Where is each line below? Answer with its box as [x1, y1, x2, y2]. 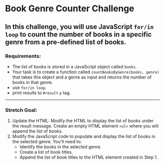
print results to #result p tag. [12, 89, 71, 96]
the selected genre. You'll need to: [12, 138, 82, 145]
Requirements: [5, 53, 41, 59]
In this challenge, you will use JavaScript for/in [5, 23, 154, 31]
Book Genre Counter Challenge [5, 3, 135, 14]
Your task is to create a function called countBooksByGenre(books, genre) [12, 69, 160, 75]
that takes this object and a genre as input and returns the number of [12, 74, 152, 80]
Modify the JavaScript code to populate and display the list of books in [12, 134, 156, 139]
